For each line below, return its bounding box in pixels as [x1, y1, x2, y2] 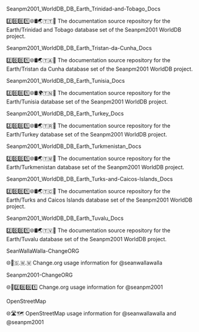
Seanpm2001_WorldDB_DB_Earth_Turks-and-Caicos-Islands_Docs [6, 175, 173, 182]
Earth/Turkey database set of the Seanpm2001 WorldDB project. [6, 131, 167, 138]
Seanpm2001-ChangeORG [6, 271, 73, 278]
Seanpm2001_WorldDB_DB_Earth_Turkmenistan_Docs [6, 143, 142, 150]
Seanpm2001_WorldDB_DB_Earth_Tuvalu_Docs [6, 214, 124, 222]
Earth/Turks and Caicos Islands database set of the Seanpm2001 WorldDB [6, 196, 193, 203]
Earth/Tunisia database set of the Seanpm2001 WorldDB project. [6, 98, 169, 105]
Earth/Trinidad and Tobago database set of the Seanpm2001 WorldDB [6, 26, 181, 33]
